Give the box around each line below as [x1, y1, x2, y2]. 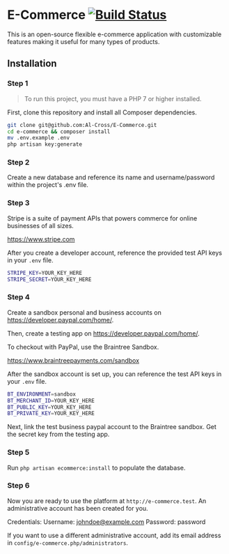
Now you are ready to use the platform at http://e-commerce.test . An [7, 496, 207, 505]
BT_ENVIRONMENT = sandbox [7, 391, 77, 398]
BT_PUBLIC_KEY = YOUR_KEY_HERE [7, 403, 92, 411]
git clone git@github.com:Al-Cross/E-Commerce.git [7, 121, 157, 128]
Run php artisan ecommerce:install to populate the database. [7, 463, 186, 472]
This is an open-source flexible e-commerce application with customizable [7, 30, 222, 38]
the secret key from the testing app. [7, 430, 110, 439]
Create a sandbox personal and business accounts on [7, 308, 162, 317]
